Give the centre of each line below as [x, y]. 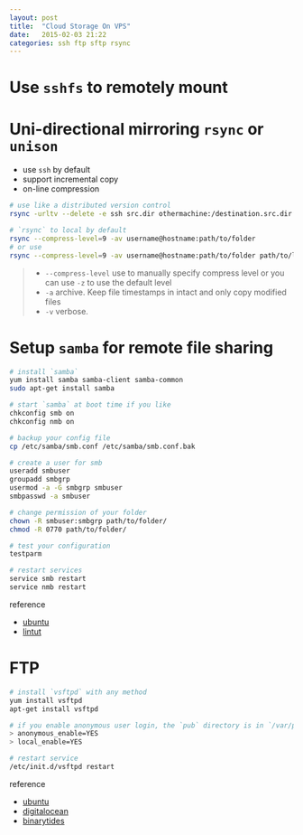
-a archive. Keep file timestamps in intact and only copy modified [165, 292]
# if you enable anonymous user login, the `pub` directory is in [137, 725]
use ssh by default [56, 170]
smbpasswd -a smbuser [50, 497]
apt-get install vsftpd [54, 709]
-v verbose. [66, 311]
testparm [26, 554]
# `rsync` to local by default [68, 230]
